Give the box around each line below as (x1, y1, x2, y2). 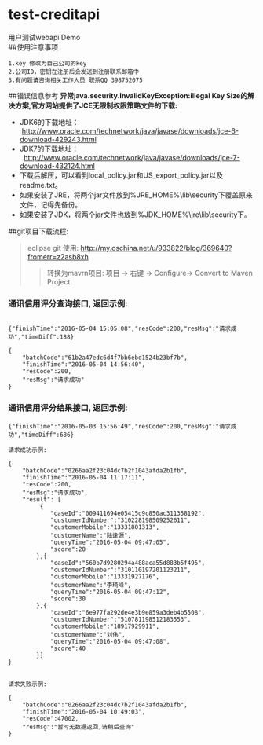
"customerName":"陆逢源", (49, 531, 132, 539)
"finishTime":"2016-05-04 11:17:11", (22, 473, 146, 481)
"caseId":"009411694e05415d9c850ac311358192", (49, 509, 206, 517)
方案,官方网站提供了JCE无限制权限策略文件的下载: (14, 101, 178, 110)
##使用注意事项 (8, 42, 59, 52)
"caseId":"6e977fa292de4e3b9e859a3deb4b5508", (49, 608, 206, 616)
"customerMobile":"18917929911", (49, 622, 159, 630)
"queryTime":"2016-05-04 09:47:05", (49, 538, 170, 546)
